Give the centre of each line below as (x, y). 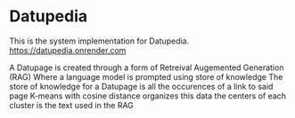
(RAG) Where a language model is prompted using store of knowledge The (146, 76)
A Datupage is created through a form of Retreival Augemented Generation (147, 67)
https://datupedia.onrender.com (68, 50)
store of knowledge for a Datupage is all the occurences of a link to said (141, 86)
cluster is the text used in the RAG (71, 105)
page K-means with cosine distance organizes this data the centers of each (148, 96)
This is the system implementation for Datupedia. (99, 41)
